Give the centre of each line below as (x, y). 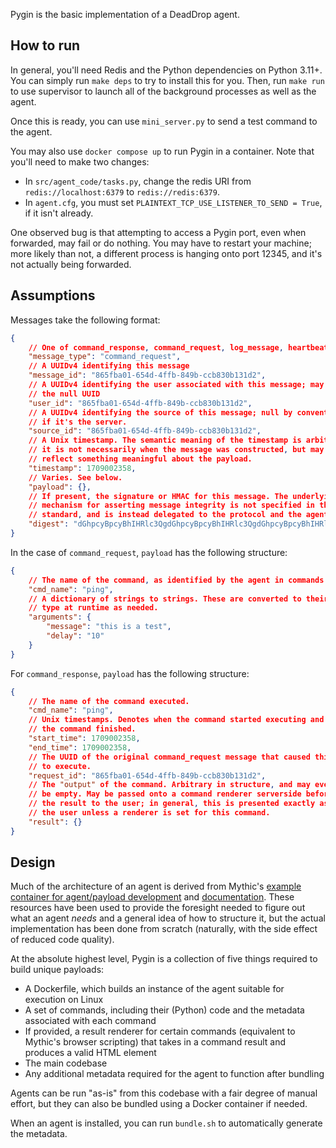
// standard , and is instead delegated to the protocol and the (165, 515)
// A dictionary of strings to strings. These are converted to (165, 599)
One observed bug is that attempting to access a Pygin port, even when (158, 232)
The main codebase (66, 1063)
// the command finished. (82, 729)
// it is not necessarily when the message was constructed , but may (176, 450)
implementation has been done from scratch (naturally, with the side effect (164, 929)
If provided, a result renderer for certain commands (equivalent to (160, 1031)
